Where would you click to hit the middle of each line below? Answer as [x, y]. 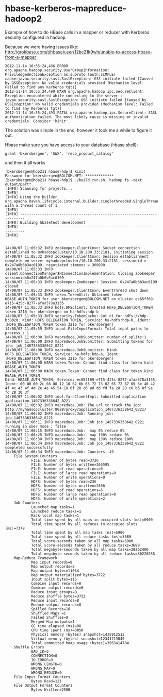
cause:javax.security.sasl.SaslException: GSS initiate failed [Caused [79, 79]
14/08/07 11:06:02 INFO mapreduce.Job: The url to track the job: [73, 405]
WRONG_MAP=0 [43, 668]
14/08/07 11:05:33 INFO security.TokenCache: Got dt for [64, 316]
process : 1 [17, 333]
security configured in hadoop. [36, 37]
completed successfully [29, 448]
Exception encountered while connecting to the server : [64, 96]
